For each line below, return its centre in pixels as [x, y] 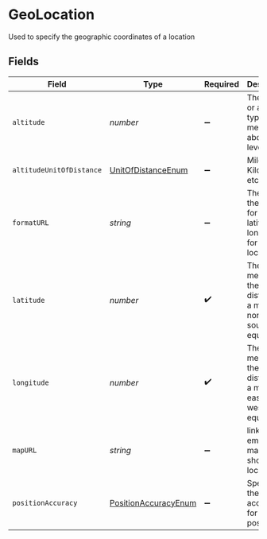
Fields [24, 62]
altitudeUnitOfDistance [57, 170]
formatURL [31, 223]
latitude [29, 300]
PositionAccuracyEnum [153, 502]
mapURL [25, 450]
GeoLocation [52, 15]
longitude [31, 382]
